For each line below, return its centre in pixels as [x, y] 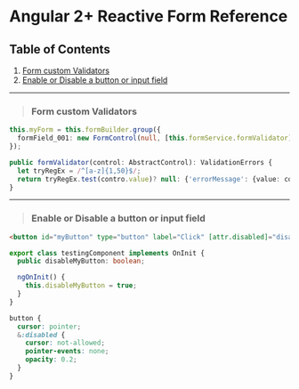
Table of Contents [60, 49]
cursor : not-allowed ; [65, 343]
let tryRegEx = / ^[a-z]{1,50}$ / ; [79, 171]
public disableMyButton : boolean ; [81, 261]
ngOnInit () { [41, 278]
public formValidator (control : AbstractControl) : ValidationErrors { [141, 162]
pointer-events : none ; [67, 352]
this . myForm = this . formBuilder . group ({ [85, 130]
